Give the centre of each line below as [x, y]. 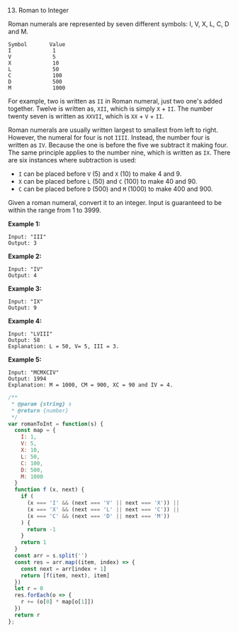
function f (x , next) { [49, 490]
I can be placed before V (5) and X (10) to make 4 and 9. [100, 174]
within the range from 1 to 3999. [55, 210]
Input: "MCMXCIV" [34, 372]
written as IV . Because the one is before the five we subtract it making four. [118, 145]
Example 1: [24, 224]
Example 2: [25, 256]
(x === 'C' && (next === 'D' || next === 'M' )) [98, 516]
